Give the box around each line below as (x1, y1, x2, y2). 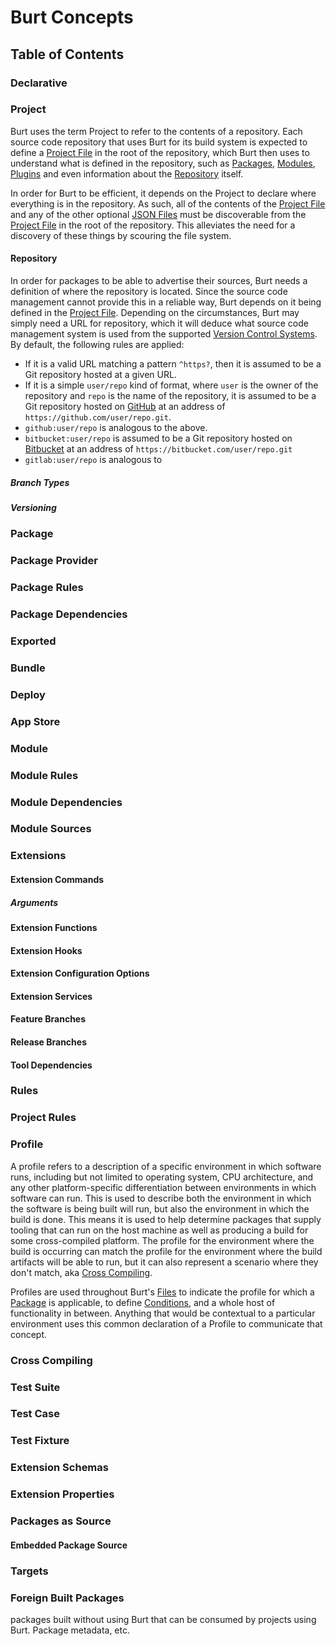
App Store (10, 714, 61, 728)
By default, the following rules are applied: (10, 339, 185, 350)
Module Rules (10, 768, 79, 782)
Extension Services (10, 990, 93, 1002)
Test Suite (10, 1380, 61, 1394)
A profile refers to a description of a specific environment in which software (10, 1160, 322, 1172)
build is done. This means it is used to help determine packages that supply (10, 1213, 322, 1225)
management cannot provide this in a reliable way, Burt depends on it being (10, 296, 322, 308)
